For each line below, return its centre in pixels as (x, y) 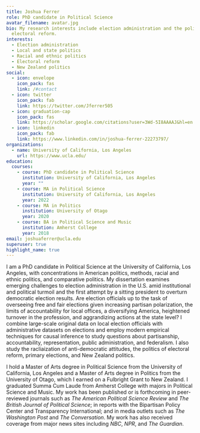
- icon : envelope (33, 78)
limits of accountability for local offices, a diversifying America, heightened (98, 311)
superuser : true (26, 244)
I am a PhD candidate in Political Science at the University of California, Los (99, 267)
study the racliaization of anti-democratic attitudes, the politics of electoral (98, 349)
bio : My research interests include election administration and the (94, 28)
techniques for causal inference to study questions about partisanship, (93, 337)
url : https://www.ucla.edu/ (51, 155)
